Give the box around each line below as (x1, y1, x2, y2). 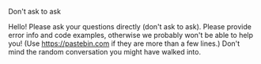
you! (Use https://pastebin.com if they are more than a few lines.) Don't (8, 39, 240, 48)
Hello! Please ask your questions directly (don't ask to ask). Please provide (8, 22, 252, 31)
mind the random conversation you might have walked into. (8, 47, 202, 56)
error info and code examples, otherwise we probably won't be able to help (8, 31, 254, 40)
